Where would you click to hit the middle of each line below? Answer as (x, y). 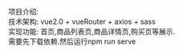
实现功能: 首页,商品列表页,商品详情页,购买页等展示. (92, 31)
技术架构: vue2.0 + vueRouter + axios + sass (82, 21)
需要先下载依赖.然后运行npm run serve (72, 41)
